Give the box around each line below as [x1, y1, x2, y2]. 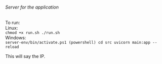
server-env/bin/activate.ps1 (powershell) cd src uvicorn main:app [5, 40, 151, 45]
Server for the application [5, 4, 59, 10]
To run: [5, 20, 20, 26]
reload [5, 44, 19, 50]
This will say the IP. [5, 53, 46, 59]
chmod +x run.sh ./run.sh [5, 30, 60, 35]
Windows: [5, 35, 26, 41]
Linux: [5, 25, 18, 31]
